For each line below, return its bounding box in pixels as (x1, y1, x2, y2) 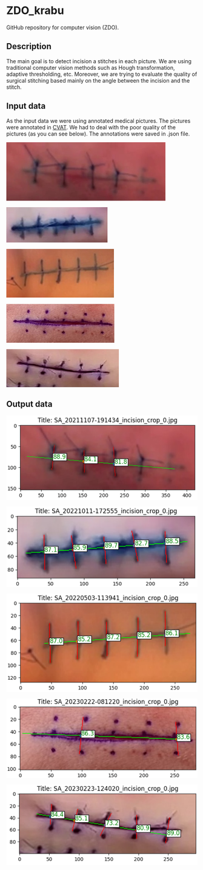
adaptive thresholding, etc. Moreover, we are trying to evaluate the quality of (6, 70, 198, 78)
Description (6, 41, 52, 52)
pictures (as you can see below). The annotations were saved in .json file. (6, 130, 190, 137)
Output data (6, 399, 53, 409)
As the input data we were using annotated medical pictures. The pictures (6, 117, 191, 125)
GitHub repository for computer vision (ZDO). (6, 24, 119, 31)
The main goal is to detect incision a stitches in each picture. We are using (6, 57, 192, 64)
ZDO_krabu (6, 4, 65, 18)
